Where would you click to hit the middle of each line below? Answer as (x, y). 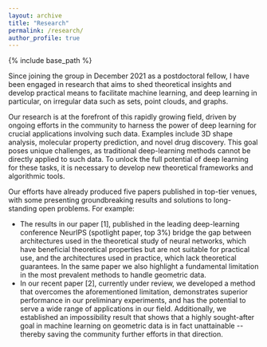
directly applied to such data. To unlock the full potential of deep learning (128, 160)
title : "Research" (39, 23)
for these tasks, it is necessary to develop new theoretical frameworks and (131, 168)
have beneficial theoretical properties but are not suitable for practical (134, 250)
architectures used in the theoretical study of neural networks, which (133, 241)
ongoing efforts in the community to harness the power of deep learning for (132, 125)
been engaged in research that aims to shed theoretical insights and (120, 85)
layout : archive (35, 16)
